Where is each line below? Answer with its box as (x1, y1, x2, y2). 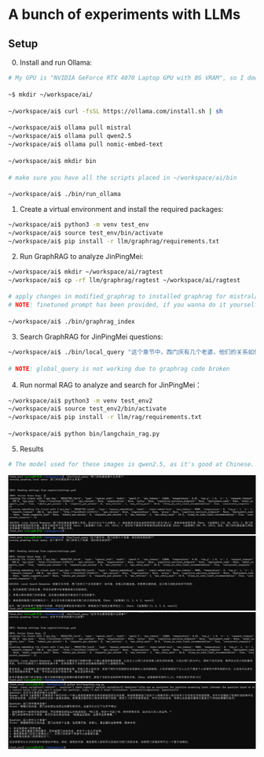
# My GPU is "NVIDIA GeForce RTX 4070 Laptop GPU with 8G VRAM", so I (8, 74, 244, 82)
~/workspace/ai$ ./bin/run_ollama (8, 191, 122, 199)
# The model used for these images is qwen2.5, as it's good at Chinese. (8, 460, 255, 468)
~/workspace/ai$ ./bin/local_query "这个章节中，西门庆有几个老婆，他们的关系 (8, 348, 249, 356)
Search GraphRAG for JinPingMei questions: (19, 332, 163, 341)
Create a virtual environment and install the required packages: (19, 205, 224, 214)
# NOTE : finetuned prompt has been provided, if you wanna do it (8, 301, 226, 309)
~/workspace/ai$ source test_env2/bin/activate (8, 405, 167, 413)
